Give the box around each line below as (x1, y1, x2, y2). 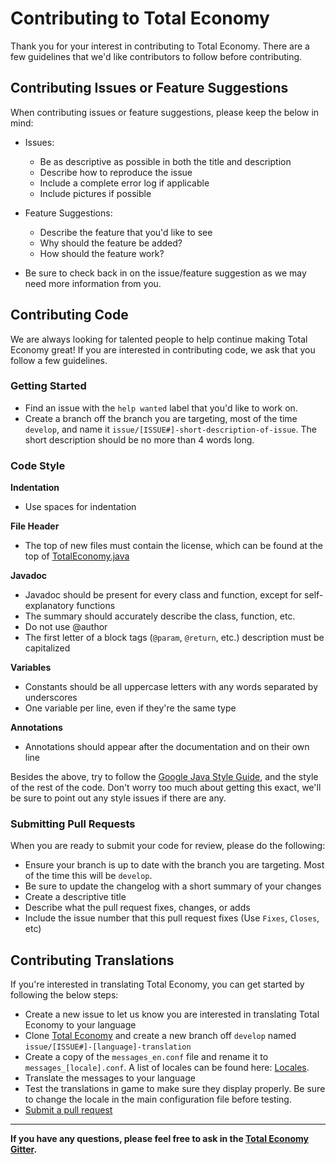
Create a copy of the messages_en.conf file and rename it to (24, 1051, 269, 1063)
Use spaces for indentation (24, 501, 137, 513)
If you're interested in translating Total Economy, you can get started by (10, 978, 305, 991)
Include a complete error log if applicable (39, 177, 210, 189)
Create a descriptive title (24, 891, 127, 903)
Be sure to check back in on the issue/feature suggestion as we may (24, 267, 307, 279)
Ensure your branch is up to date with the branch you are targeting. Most (24, 859, 325, 871)
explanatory (24, 600, 75, 612)
